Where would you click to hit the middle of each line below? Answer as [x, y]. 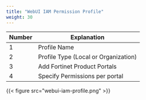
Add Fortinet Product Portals [77, 66]
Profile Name [56, 47]
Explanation [87, 37]
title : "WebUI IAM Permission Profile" [55, 12]
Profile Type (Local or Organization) [87, 57]
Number [21, 37]
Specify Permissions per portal [81, 76]
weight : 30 [19, 17]
